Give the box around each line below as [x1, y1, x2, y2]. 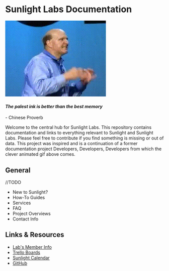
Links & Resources [5, 231, 64, 239]
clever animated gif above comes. [5, 151, 75, 157]
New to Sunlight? [12, 189, 48, 195]
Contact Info [12, 216, 39, 222]
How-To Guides [12, 194, 45, 200]
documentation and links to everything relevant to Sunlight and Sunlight [5, 130, 153, 136]
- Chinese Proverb [5, 115, 44, 121]
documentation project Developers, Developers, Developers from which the [5, 146, 162, 152]
